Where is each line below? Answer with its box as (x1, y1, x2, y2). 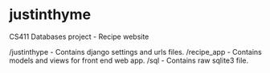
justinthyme (9, 6, 92, 24)
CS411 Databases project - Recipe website (9, 32, 149, 41)
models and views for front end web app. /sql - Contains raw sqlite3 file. (9, 56, 248, 65)
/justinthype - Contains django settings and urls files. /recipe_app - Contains (9, 47, 262, 56)
